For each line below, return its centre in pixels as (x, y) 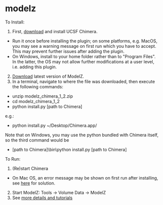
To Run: (13, 159)
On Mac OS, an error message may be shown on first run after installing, (85, 178)
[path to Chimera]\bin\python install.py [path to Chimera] (70, 149)
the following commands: (38, 86)
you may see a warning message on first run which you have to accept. (84, 46)
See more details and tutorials (42, 198)
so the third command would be (37, 140)
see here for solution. (34, 183)
